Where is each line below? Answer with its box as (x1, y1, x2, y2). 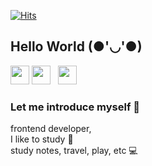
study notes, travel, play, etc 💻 (10, 145, 138, 157)
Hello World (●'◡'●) (10, 38, 143, 55)
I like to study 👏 (10, 133, 74, 145)
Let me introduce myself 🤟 (10, 100, 141, 114)
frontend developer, (10, 123, 92, 135)
